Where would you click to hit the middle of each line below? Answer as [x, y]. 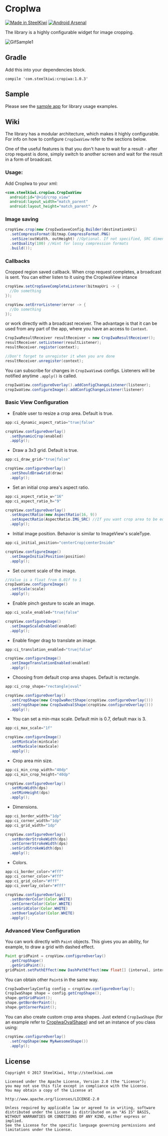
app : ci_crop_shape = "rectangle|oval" [43, 687]
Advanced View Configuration [43, 931]
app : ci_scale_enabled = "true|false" [42, 613]
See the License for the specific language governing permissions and [80, 1126]
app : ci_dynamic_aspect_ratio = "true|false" [50, 422]
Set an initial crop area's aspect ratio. [51, 487]
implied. [14, 1121]
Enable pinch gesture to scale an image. [54, 603]
